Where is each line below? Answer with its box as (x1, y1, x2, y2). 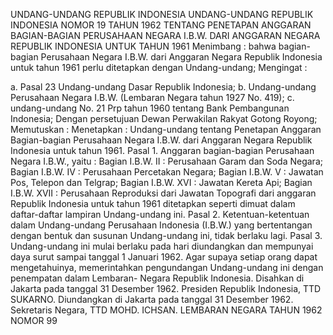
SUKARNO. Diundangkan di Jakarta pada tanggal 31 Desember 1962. (10, 294, 294, 305)
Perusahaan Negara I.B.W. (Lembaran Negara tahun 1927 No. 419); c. (10, 92, 295, 103)
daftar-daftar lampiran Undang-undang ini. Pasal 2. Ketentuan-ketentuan (10, 209, 310, 220)
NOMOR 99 (10, 315, 58, 326)
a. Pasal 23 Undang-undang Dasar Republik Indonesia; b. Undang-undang (10, 81, 317, 93)
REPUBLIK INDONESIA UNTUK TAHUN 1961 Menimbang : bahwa (10, 40, 277, 52)
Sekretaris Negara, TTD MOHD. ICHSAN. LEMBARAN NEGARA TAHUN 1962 (10, 304, 323, 316)
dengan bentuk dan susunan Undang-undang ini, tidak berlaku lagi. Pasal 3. (10, 230, 323, 241)
